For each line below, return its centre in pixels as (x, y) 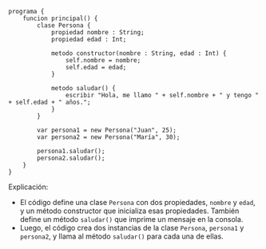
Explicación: (28, 187)
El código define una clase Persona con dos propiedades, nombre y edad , (137, 202)
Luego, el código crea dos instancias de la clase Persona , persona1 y (132, 228)
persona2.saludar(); (71, 158)
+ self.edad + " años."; (50, 102)
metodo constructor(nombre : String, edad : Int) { (139, 53)
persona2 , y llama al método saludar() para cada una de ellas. (121, 236)
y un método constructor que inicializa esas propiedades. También (129, 211)
